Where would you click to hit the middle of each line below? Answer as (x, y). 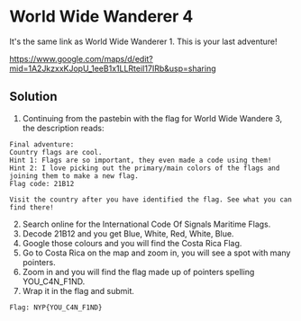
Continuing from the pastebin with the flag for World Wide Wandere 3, (152, 118)
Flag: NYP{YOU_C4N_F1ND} (56, 308)
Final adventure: (42, 144)
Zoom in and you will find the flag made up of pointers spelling (138, 272)
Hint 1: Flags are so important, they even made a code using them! (141, 160)
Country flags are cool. (56, 152)
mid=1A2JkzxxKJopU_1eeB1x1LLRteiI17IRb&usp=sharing (113, 68)
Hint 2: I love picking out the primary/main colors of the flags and (145, 168)
